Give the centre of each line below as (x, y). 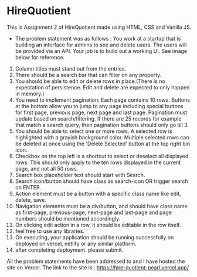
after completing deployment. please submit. (69, 250)
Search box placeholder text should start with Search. (80, 175)
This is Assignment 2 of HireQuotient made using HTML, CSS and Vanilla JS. (99, 27)
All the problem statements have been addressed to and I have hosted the (96, 261)
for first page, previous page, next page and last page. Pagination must (101, 112)
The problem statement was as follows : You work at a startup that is (98, 38)
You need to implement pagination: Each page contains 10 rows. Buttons (102, 100)
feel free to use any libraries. (50, 231)
